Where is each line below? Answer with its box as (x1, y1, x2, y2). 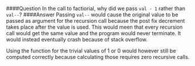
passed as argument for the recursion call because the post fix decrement (6, 18, 186, 24)
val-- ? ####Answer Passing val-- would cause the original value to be (6, 11, 179, 18)
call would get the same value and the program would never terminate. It (6, 30, 182, 37)
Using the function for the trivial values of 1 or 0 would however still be (6, 47, 176, 54)
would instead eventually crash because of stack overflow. (6, 36, 148, 43)
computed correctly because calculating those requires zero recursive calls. (6, 54, 190, 60)
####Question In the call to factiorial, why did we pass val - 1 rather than (6, 5, 186, 12)
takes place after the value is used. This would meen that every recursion (6, 23, 183, 30)
